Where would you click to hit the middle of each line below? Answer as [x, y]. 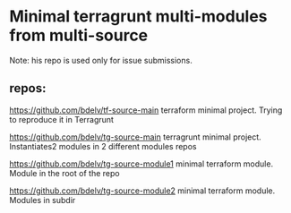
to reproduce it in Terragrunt [62, 119]
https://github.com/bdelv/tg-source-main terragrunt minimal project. [135, 137]
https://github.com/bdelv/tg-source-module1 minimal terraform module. [141, 164]
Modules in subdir [43, 200]
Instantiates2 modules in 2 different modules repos [103, 146]
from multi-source [79, 35]
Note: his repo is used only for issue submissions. [101, 60]
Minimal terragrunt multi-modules [138, 17]
